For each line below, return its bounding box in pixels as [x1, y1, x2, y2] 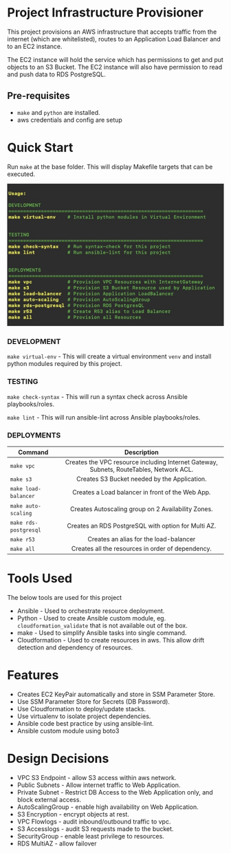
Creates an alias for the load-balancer [87, 535, 196, 543]
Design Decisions [7, 751, 109, 766]
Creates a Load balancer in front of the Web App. [71, 488, 211, 496]
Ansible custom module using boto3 [16, 726, 120, 735]
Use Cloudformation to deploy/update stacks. [16, 704, 146, 713]
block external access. [16, 795, 81, 803]
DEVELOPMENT [7, 337, 61, 347]
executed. [7, 170, 36, 178]
